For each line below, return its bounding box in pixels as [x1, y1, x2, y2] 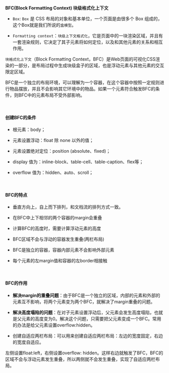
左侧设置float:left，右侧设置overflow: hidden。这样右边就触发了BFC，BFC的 [5, 350, 163, 356]
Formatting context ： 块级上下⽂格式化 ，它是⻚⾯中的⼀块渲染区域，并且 [12, 33, 159, 38]
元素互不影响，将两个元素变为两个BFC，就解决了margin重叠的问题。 [12, 298, 155, 305]
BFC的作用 [5, 280, 28, 286]
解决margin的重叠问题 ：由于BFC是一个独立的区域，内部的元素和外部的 [12, 292, 160, 298]
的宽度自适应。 [12, 339, 44, 345]
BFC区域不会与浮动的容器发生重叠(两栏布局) [12, 236, 104, 242]
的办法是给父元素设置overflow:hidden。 [12, 322, 95, 328]
